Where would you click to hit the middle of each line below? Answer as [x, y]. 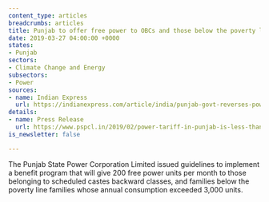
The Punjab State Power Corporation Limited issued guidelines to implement [134, 164]
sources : [23, 90]
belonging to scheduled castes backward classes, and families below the [129, 181]
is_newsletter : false [44, 134]
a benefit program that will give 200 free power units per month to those [127, 172]
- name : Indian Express [48, 97]
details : [23, 113]
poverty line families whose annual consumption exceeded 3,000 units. [126, 189]
